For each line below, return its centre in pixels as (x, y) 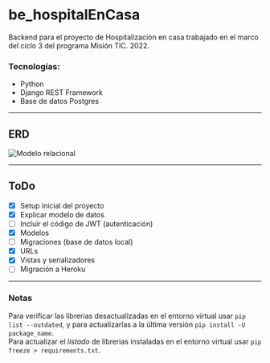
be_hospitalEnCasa (74, 15)
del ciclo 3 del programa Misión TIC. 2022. (79, 45)
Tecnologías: (34, 66)
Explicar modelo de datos (62, 214)
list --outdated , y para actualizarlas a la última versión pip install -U (127, 324)
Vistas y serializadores (57, 260)
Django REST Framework (61, 93)
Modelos (35, 233)
